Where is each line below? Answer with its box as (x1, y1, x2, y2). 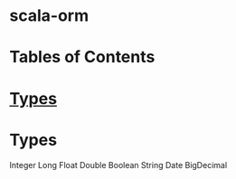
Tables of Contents (9, 47, 156, 68)
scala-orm (9, 5, 89, 26)
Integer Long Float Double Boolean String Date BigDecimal (9, 159, 228, 170)
